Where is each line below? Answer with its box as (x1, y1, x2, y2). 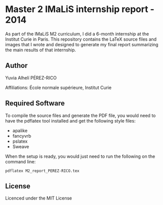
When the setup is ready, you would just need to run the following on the (5, 153, 155, 159)
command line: (5, 158, 36, 164)
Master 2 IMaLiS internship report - (5, 4, 154, 15)
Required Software (5, 99, 65, 108)
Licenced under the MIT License (5, 195, 72, 201)
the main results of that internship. (5, 47, 76, 53)
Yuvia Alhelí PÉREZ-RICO (5, 74, 57, 81)
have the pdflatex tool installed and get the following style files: (5, 118, 136, 124)
